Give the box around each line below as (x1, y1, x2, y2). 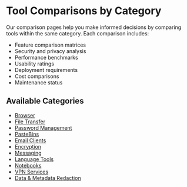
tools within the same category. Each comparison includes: (6, 29, 149, 37)
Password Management (14, 124, 72, 131)
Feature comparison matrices (14, 41, 86, 48)
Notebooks (14, 162, 42, 169)
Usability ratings (14, 60, 55, 67)
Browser (14, 111, 35, 119)
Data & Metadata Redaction (14, 174, 81, 181)
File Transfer (14, 118, 46, 125)
